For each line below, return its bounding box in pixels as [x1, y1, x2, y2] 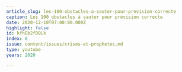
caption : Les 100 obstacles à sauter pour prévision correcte [6, 14, 163, 20]
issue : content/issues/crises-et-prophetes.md [6, 42, 123, 47]
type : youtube [6, 47, 41, 53]
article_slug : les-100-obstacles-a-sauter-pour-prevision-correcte [6, 8, 177, 15]
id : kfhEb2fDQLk [6, 30, 46, 36]
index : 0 [6, 36, 28, 42]
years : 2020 [6, 52, 36, 58]
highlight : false [6, 25, 49, 31]
